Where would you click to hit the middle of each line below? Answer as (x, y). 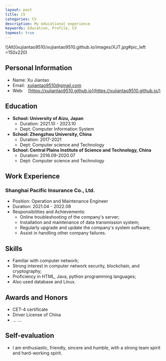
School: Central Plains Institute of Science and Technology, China (82, 150)
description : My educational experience (48, 24)
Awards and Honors (37, 298)
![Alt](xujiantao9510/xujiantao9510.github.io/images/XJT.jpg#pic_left (76, 47)
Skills (14, 249)
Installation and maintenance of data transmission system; (80, 223)
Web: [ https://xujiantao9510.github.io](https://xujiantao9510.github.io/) (86, 91)
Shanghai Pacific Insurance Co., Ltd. (50, 190)
